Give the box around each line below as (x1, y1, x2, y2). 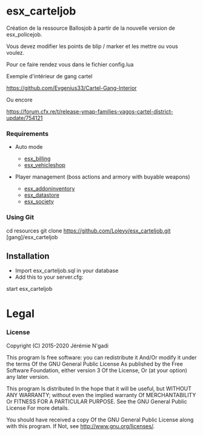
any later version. (6, 373, 50, 380)
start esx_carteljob (6, 285, 53, 293)
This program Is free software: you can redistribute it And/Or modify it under (6, 353, 197, 361)
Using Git (6, 213, 35, 222)
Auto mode (15, 143, 43, 151)
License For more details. (6, 404, 70, 411)
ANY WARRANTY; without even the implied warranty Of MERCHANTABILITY (6, 391, 196, 398)
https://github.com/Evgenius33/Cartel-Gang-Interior (6, 84, 138, 92)
